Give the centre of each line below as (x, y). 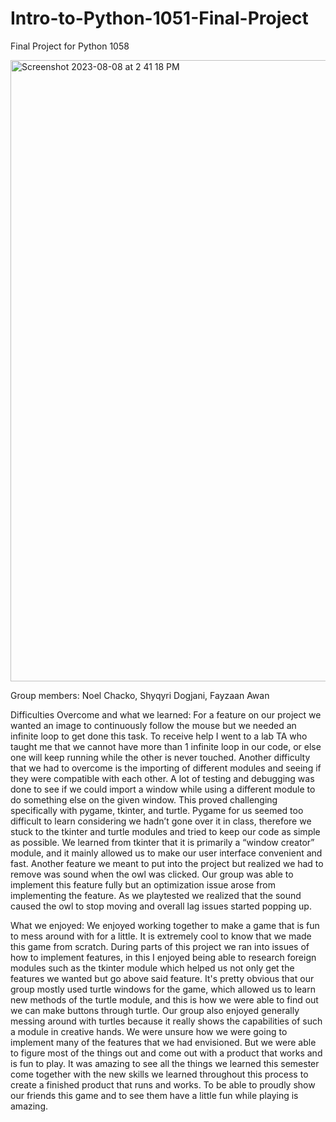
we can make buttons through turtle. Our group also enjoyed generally (155, 1010)
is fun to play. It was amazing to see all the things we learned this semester (165, 1063)
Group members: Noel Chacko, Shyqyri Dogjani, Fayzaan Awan (140, 695)
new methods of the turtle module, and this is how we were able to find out (164, 999)
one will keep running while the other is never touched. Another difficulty (160, 757)
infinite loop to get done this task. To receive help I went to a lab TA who (159, 736)
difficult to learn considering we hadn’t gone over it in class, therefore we (161, 821)
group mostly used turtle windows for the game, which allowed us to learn (163, 989)
